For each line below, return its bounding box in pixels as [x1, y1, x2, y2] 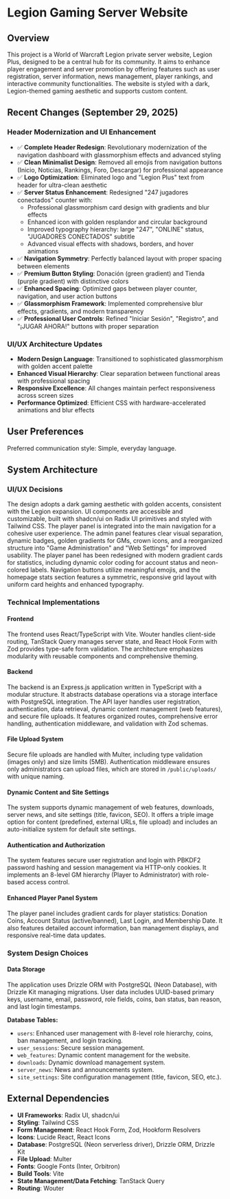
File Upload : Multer [16, 1154, 72, 1163]
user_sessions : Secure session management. [16, 1043, 146, 1052]
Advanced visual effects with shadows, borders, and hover [27, 239, 194, 248]
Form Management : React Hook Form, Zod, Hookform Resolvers [16, 1125, 201, 1134]
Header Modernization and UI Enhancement [7, 127, 157, 137]
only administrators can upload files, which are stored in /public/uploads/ [7, 765, 217, 774]
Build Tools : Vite [16, 1169, 65, 1178]
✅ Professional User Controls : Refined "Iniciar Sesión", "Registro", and [16, 314, 218, 322]
